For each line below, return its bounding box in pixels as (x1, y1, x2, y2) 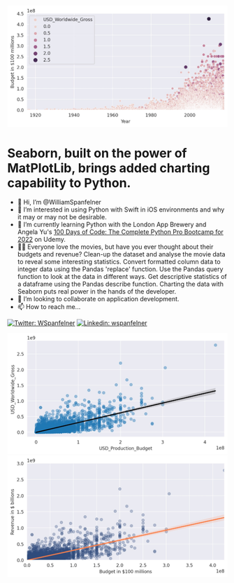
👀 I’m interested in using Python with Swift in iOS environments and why (17, 205, 225, 214)
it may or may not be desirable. (17, 213, 107, 221)
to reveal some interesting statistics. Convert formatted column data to (17, 258, 221, 266)
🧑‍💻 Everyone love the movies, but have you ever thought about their (17, 242, 214, 251)
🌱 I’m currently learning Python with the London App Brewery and (17, 220, 207, 229)
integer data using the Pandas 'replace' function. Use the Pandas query (17, 265, 224, 273)
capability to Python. (7, 174, 131, 191)
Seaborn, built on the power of (7, 145, 187, 161)
